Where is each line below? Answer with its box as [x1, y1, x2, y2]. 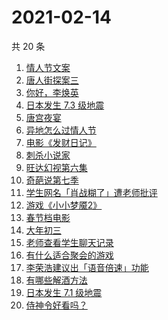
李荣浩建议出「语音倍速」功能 [25, 261, 149, 273]
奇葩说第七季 [25, 174, 79, 186]
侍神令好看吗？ [25, 299, 88, 311]
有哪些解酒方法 [25, 274, 88, 286]
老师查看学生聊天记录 [25, 236, 114, 248]
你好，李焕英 [25, 86, 79, 98]
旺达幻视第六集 [25, 161, 88, 173]
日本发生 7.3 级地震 [25, 99, 105, 111]
